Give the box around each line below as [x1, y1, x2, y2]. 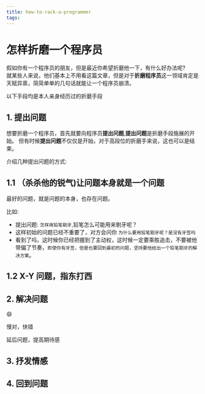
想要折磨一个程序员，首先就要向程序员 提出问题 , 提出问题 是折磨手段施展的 [6, 130, 190, 137]
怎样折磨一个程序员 [6, 43, 103, 57]
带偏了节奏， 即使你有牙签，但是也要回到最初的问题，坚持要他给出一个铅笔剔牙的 [15, 244, 193, 251]
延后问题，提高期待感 [6, 336, 60, 343]
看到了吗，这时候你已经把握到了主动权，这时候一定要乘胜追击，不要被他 [15, 236, 197, 243]
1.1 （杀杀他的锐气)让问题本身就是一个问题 [6, 177, 165, 188]
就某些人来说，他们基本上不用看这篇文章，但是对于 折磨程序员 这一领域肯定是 [6, 72, 199, 80]
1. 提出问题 [6, 112, 47, 122]
